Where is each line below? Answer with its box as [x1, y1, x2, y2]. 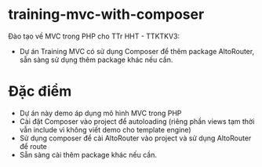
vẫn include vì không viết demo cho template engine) [19, 125, 191, 134]
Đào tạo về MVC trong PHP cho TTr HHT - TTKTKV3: [8, 31, 180, 41]
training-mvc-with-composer [8, 5, 205, 24]
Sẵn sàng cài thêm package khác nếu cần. [19, 150, 157, 159]
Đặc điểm [8, 82, 72, 100]
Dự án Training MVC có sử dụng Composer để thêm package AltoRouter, [19, 46, 255, 56]
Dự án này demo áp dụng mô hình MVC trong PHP [19, 108, 182, 118]
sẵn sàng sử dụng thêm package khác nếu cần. [19, 55, 173, 64]
